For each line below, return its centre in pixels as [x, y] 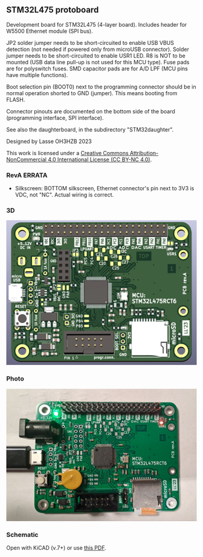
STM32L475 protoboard [53, 10]
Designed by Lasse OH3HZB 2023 [49, 141]
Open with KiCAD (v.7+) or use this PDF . [56, 548]
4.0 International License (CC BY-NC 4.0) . [100, 159]
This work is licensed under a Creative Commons [67, 153]
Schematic [22, 535]
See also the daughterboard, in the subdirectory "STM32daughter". [90, 129]
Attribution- [144, 153]
